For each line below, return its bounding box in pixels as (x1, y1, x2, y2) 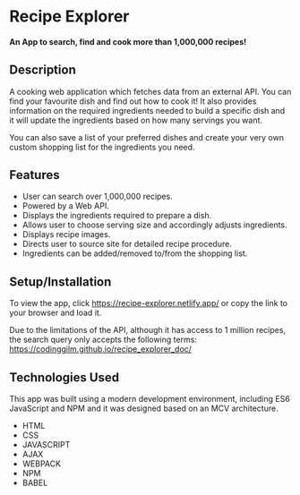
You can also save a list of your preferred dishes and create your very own (9, 132, 285, 142)
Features (9, 167, 60, 183)
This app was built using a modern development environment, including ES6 (9, 394, 291, 405)
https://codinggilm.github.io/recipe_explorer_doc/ (9, 344, 193, 354)
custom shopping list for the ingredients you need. (9, 141, 195, 152)
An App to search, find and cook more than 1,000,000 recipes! (9, 36, 247, 47)
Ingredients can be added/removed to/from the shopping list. (21, 248, 248, 259)
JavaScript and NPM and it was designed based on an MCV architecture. (9, 403, 279, 414)
